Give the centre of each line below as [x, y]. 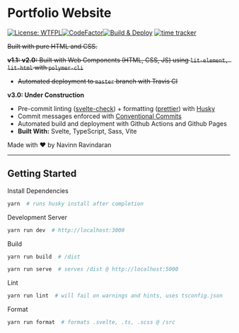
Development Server [37, 217]
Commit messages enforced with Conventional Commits [99, 116]
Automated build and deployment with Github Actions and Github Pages [122, 123]
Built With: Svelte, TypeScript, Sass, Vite [77, 131]
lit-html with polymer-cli [45, 67]
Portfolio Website [59, 13]
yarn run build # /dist [44, 257]
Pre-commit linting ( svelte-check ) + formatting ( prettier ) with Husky [116, 108]
